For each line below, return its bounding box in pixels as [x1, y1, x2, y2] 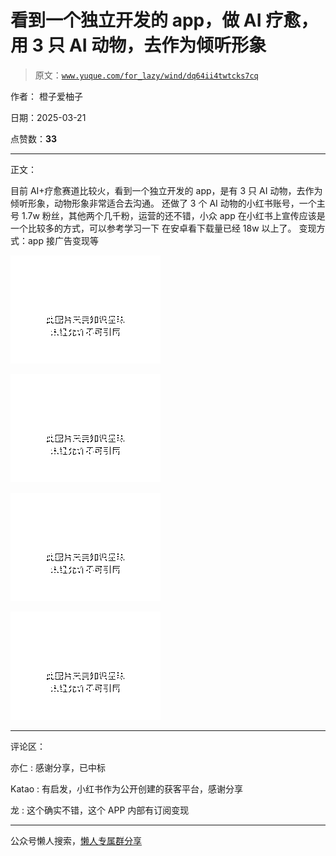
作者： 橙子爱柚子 [10, 90, 83, 102]
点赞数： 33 [10, 132, 58, 145]
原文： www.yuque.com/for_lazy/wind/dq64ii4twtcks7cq [34, 69, 259, 81]
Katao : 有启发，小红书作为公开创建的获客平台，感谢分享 [10, 782, 244, 795]
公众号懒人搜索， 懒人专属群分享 [10, 834, 142, 846]
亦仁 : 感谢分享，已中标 [10, 761, 106, 773]
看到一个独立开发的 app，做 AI [10, 9, 262, 32]
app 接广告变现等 [27, 234, 99, 246]
